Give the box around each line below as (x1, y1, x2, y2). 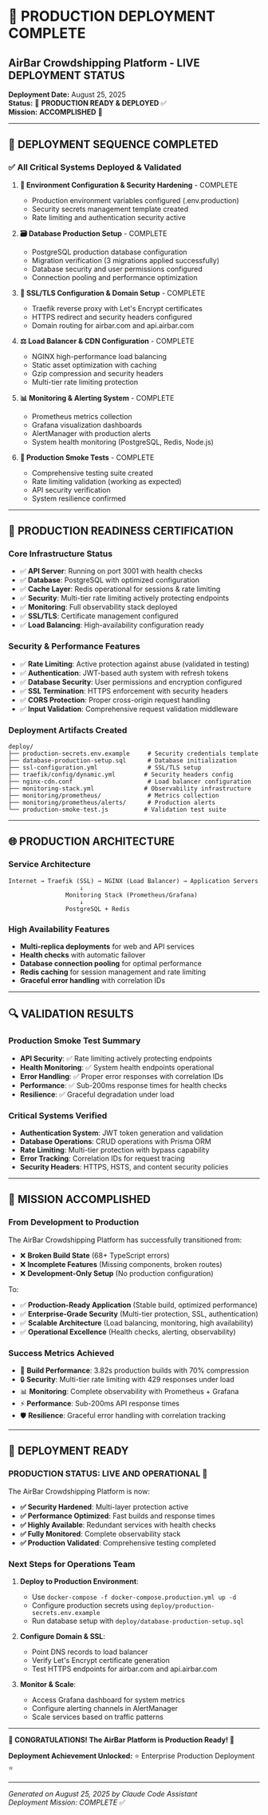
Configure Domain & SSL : (19, 1631, 105, 1641)
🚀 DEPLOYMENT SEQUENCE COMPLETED (8, 138, 219, 151)
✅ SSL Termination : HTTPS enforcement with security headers (19, 686, 229, 695)
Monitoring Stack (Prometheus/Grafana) (65, 891, 198, 899)
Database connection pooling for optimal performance (19, 958, 202, 968)
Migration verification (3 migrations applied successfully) (31, 255, 219, 265)
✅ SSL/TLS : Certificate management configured (19, 611, 179, 621)
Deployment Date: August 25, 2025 (8, 90, 126, 99)
